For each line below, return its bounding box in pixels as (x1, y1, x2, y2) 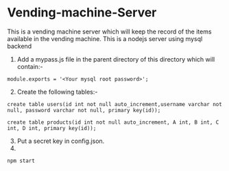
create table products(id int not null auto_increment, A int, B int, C (7, 118, 219, 126)
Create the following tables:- (16, 88, 98, 96)
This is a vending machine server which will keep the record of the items (7, 27, 212, 36)
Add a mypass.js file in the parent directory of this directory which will (16, 55, 215, 63)
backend (7, 42, 32, 50)
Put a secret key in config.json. (16, 137, 105, 145)
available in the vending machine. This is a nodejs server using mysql (7, 34, 203, 42)
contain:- (16, 62, 43, 70)
